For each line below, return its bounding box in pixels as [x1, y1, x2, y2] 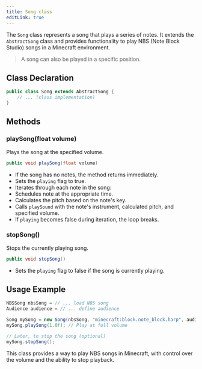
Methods [6, 117, 41, 127]
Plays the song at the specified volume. [6, 148, 104, 155]
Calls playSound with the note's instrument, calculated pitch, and [14, 203, 174, 210]
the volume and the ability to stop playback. [6, 356, 115, 363]
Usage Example [6, 284, 66, 295]
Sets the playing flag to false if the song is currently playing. [14, 267, 165, 274]
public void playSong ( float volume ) [6, 160, 98, 166]
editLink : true [6, 14, 44, 20]
